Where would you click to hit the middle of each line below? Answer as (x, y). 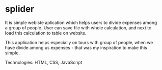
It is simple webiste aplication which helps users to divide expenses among (81, 23)
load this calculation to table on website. (46, 33)
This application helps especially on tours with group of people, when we (79, 42)
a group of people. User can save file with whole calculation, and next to (78, 27)
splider (20, 9)
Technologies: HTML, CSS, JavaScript (44, 62)
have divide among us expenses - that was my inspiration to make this (76, 47)
